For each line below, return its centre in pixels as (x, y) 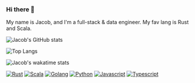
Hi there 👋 (21, 9)
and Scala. (19, 28)
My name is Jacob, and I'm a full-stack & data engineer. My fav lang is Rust (97, 22)
